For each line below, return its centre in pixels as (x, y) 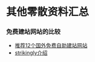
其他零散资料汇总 (48, 12)
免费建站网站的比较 (33, 32)
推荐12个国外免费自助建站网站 (51, 46)
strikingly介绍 (31, 53)
